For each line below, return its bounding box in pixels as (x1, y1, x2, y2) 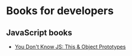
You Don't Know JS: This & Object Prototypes (14, 43, 126, 50)
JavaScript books (6, 28, 72, 38)
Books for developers (6, 4, 114, 18)
